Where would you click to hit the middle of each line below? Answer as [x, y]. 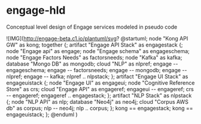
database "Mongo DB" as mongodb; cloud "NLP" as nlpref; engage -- [92, 64]
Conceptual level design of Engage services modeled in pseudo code [92, 27]
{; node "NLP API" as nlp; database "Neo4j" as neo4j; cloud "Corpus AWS [97, 101]
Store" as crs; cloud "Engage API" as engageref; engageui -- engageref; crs [100, 89]
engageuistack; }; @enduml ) [42, 114]
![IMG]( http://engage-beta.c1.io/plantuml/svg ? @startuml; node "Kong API [97, 38]
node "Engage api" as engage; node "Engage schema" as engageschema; [98, 51]
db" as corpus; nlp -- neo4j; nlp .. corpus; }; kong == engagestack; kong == [100, 108]
